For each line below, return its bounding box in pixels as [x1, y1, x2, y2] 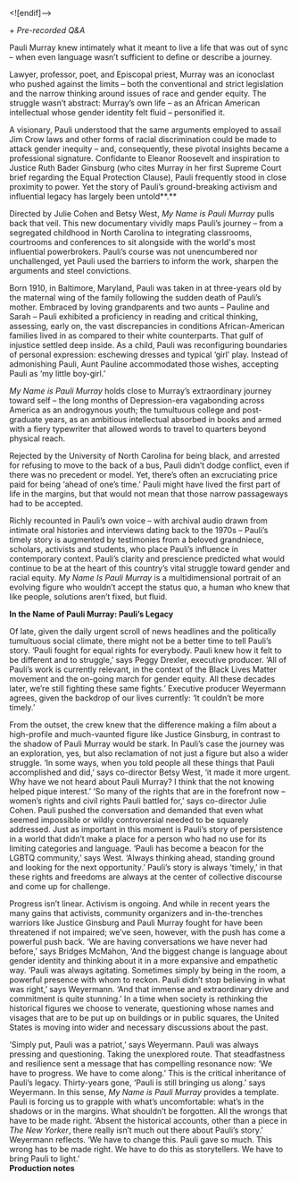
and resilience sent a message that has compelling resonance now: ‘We [9, 1058, 273, 1068]
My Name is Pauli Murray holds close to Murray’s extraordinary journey [9, 386, 272, 396]
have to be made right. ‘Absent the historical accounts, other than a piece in [9, 1116, 287, 1126]
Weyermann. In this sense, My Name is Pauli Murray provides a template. [9, 1087, 279, 1097]
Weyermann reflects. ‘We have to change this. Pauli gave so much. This [9, 1134, 272, 1144]
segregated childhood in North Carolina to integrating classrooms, [9, 227, 253, 238]
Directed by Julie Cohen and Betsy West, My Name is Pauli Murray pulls [9, 208, 275, 218]
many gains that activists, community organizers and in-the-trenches [9, 908, 263, 918]
